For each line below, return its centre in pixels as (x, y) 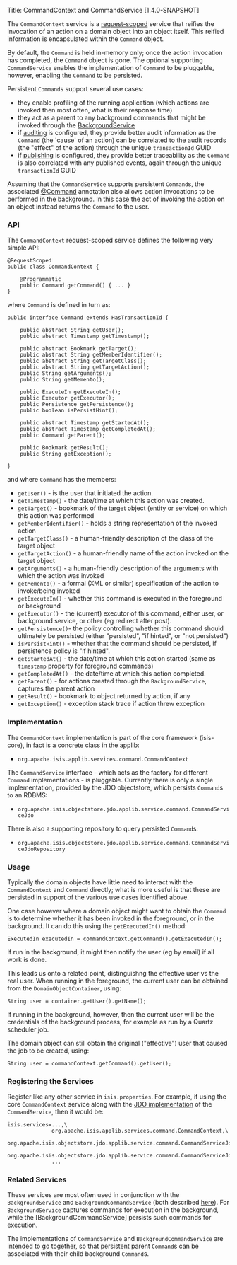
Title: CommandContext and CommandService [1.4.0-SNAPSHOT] (103, 10)
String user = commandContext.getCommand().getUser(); (90, 1063)
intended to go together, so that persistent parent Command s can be (103, 1246)
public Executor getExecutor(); (67, 398)
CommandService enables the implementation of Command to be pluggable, (111, 68)
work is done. (27, 959)
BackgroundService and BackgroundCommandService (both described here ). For (119, 1203)
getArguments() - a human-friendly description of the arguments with (118, 568)
